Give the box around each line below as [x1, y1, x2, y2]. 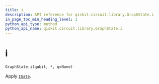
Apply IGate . [5, 73, 31, 79]
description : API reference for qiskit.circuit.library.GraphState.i [5, 12, 154, 17]
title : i [5, 7, 24, 13]
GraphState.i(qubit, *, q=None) [5, 64, 73, 69]
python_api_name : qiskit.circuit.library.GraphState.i [5, 26, 123, 31]
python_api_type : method [5, 21, 57, 27]
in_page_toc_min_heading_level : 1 [5, 17, 78, 22]
